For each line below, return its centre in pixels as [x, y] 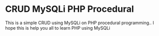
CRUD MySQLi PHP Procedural [70, 9]
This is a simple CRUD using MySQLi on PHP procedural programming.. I [80, 23]
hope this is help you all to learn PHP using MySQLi [58, 28]
